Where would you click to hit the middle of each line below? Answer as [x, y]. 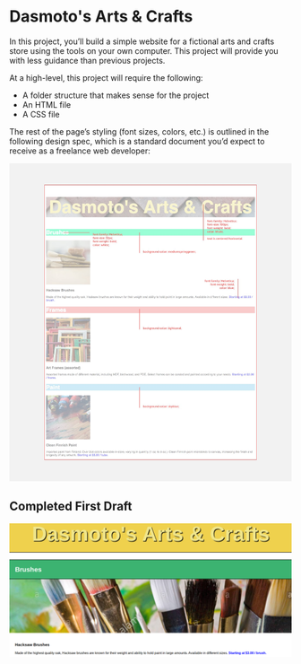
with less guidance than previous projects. [87, 60]
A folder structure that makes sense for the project [116, 95]
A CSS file [41, 114]
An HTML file [47, 104]
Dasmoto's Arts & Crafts [101, 17]
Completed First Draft [71, 507]
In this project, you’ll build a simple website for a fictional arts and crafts [142, 41]
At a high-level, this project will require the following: [106, 77]
